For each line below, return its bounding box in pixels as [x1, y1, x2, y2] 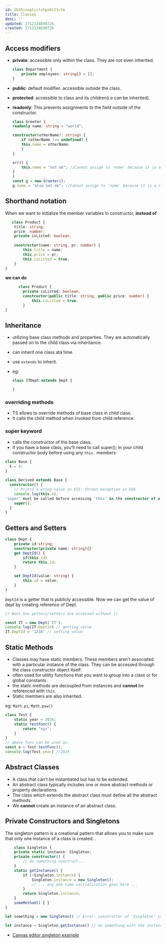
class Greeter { [12, 119, 46, 124]
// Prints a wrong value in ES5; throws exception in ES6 [14, 487, 136, 492]
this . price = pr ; [23, 252, 58, 257]
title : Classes [5, 12, 37, 17]
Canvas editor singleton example [12, 932, 80, 938]
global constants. [12, 677, 48, 683]
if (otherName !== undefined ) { [21, 137, 88, 142]
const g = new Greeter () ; [12, 179, 66, 184]
